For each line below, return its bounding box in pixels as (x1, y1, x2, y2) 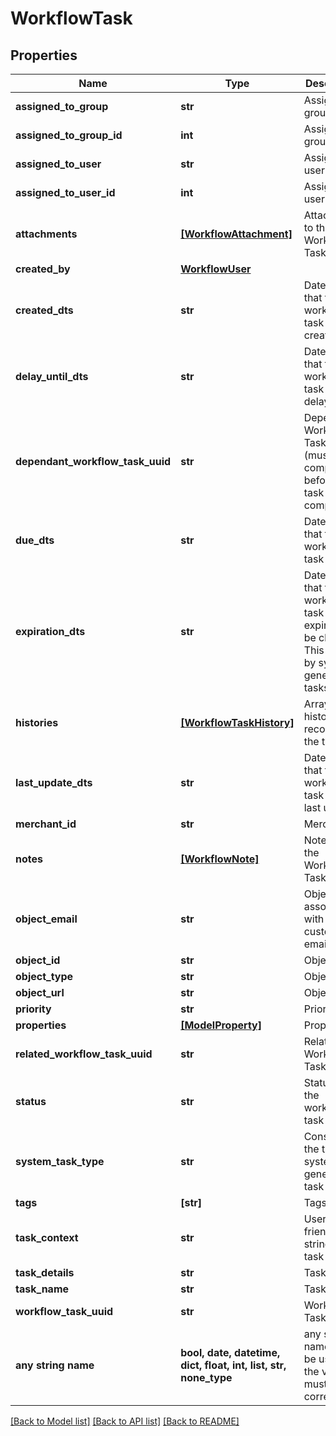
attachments (15, 227, 78, 241)
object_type (15, 970, 74, 983)
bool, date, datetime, (180, 1346, 281, 1359)
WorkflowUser (180, 262, 252, 276)
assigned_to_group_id (15, 128, 123, 142)
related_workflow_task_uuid (15, 1047, 153, 1061)
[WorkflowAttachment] (180, 227, 293, 241)
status (15, 1095, 47, 1108)
